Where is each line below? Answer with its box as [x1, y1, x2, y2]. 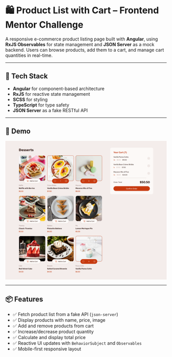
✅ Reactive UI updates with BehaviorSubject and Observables [12, 340, 142, 346]
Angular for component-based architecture [12, 86, 105, 92]
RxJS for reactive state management [12, 91, 91, 97]
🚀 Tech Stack [5, 72, 48, 80]
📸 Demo [5, 127, 31, 136]
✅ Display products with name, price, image [12, 317, 106, 323]
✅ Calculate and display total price [12, 334, 86, 340]
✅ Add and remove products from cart [12, 323, 94, 329]
